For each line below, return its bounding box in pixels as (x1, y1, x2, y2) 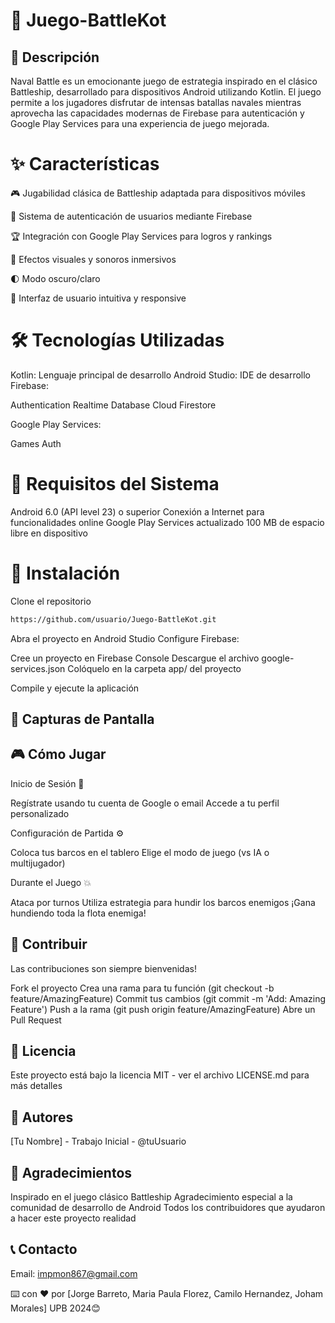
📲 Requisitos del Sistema (10, 473, 220, 496)
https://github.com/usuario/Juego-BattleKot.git (10, 614, 217, 624)
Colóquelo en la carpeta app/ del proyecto (67, 662, 242, 674)
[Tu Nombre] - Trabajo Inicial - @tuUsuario (10, 1135, 187, 1148)
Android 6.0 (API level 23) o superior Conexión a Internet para (10, 505, 265, 518)
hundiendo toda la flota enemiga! (10, 907, 147, 919)
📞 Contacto (10, 1241, 78, 1258)
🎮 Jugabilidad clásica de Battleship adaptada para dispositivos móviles (10, 187, 306, 199)
